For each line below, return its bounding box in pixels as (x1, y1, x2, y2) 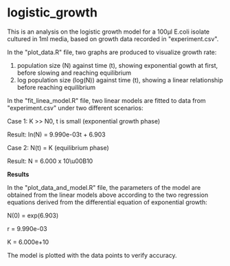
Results (7, 170, 30, 178)
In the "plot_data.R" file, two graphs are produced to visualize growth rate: (7, 48, 217, 56)
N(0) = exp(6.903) (7, 211, 59, 219)
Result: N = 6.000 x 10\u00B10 (7, 156, 93, 165)
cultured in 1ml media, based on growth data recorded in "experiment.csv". (7, 34, 219, 43)
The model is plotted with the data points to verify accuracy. (7, 251, 177, 259)
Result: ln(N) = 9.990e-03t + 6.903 (7, 130, 106, 138)
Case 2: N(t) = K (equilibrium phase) (7, 143, 110, 152)
